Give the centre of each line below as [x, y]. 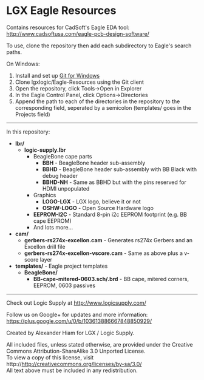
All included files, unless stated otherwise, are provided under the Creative [100, 344]
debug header [60, 175]
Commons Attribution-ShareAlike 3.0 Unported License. [76, 351]
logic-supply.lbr [45, 150]
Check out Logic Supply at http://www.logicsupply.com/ [76, 303]
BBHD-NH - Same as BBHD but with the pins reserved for [114, 182]
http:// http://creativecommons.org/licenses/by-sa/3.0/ [74, 364]
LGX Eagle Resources [61, 11]
